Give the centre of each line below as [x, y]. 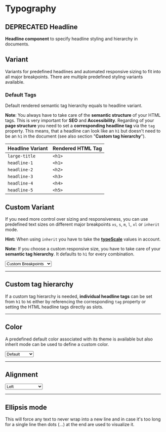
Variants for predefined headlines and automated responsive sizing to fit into [83, 71]
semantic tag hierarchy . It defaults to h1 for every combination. [70, 254]
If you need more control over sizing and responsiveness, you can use [77, 219]
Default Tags [21, 95]
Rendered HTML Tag [77, 148]
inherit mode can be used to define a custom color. [57, 344]
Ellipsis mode [26, 407]
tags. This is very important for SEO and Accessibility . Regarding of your [80, 120]
